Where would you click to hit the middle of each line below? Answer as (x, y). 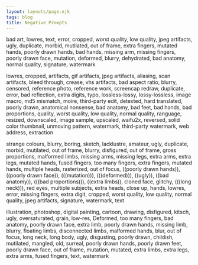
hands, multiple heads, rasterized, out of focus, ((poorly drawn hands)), (93, 169)
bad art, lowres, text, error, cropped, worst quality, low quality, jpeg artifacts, (99, 40)
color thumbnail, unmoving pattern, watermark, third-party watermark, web (98, 126)
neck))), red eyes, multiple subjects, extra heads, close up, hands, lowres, (96, 188)
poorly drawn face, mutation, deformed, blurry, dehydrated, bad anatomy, (96, 58)
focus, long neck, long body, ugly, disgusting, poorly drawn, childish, (90, 237)
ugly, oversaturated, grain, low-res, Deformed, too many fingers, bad (90, 218)
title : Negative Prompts (37, 22)
